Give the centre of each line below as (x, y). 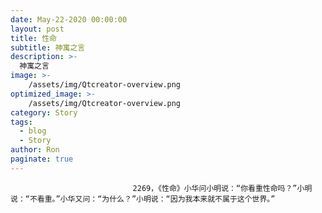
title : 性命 (33, 38)
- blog (33, 131)
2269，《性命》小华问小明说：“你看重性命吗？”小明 (222, 188)
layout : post (37, 29)
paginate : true (42, 159)
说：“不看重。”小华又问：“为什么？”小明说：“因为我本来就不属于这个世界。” (143, 199)
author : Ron (35, 150)
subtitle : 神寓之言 (48, 47)
